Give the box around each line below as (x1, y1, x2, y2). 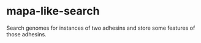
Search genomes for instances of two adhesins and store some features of (6, 24, 195, 31)
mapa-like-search (6, 4, 100, 18)
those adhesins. (6, 30, 47, 38)
